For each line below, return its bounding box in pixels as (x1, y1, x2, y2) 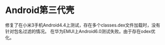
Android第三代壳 (5, 4, 75, 16)
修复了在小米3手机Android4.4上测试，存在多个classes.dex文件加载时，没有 (5, 22, 160, 28)
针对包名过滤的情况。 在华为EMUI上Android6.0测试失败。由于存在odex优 (5, 28, 156, 34)
